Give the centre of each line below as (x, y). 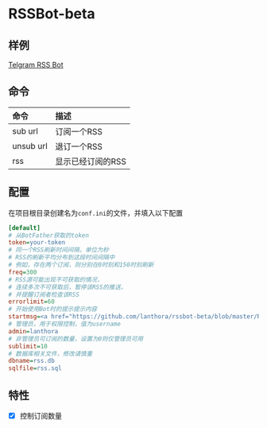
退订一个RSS (79, 146)
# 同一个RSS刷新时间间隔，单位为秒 (59, 250)
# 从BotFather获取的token (49, 235)
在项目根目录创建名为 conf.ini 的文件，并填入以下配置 (96, 212)
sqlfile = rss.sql (35, 368)
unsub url (30, 146)
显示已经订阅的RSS (91, 161)
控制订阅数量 (41, 415)
